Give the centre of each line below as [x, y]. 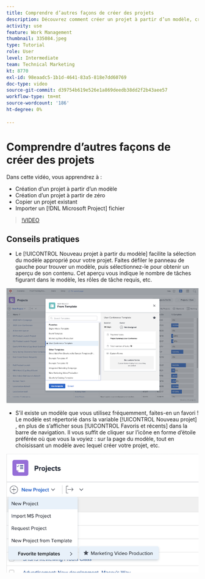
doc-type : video [27, 84]
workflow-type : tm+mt [34, 97]
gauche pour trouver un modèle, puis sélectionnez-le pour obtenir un [102, 267]
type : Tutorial [26, 45]
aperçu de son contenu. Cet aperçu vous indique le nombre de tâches [103, 273]
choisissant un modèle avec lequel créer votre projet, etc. [87, 445]
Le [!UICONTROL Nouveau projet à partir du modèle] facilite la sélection [106, 254]
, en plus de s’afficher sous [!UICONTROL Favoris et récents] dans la [101, 426]
